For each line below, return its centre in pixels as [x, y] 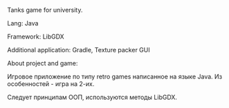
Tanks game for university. [45, 10]
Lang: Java [23, 23]
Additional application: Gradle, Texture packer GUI [79, 50]
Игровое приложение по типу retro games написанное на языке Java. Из [115, 76]
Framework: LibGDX [36, 36]
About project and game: [43, 63]
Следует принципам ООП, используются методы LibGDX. [92, 97]
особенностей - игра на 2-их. [51, 84]
